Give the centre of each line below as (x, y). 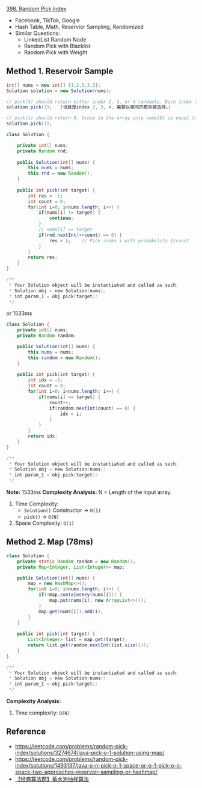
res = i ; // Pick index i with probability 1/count (119, 240)
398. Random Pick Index (36, 9)
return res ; (43, 258)
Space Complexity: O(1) (44, 523)
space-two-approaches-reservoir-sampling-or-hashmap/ (86, 772)
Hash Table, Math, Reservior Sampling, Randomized (79, 27)
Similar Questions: (37, 33)
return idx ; (43, 436)
